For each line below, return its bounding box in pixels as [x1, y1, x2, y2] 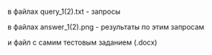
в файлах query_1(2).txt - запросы [7, 7, 121, 16]
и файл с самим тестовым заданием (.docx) [7, 37, 158, 47]
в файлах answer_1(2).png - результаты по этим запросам [7, 22, 205, 31]
